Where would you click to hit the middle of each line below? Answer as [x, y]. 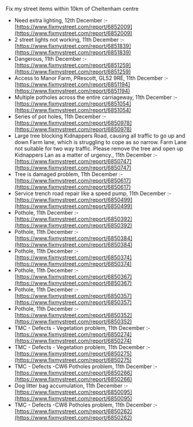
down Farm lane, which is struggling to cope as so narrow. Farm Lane [100, 142]
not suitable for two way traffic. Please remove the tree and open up [99, 148]
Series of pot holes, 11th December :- [60, 116]
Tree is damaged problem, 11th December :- [69, 174]
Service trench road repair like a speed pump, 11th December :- [93, 193]
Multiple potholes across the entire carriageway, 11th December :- [96, 97]
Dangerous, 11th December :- [51, 59]
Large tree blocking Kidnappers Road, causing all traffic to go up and [100, 136]
